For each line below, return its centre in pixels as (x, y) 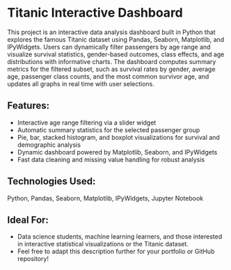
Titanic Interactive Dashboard (95, 13)
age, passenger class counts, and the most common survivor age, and (108, 76)
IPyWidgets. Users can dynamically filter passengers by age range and (109, 47)
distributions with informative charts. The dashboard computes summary (112, 61)
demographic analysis (49, 145)
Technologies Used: (51, 181)
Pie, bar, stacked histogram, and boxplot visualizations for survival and (119, 137)
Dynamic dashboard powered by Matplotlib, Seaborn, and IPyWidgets (117, 152)
